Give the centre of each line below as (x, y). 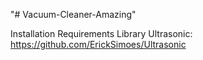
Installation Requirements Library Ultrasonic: (101, 33)
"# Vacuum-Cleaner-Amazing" (73, 14)
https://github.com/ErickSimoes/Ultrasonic (98, 44)
